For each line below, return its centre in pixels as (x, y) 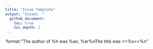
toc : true (24, 23)
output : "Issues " (25, 14)
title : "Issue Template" (30, 9)
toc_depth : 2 (27, 28)
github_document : (27, 18)
